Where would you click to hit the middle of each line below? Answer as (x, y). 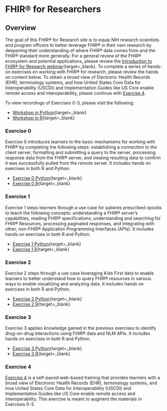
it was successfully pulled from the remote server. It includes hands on (78, 163)
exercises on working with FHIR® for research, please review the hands (85, 72)
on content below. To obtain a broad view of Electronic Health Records (78, 77)
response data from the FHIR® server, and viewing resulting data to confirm (83, 158)
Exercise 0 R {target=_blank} (41, 184)
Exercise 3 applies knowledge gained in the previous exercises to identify (81, 328)
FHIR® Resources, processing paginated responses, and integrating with (80, 223)
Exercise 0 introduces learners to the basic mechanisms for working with (80, 142)
